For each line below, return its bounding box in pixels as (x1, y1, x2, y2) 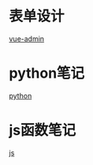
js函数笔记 (9, 121, 76, 140)
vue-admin (9, 33, 45, 44)
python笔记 (9, 64, 85, 82)
